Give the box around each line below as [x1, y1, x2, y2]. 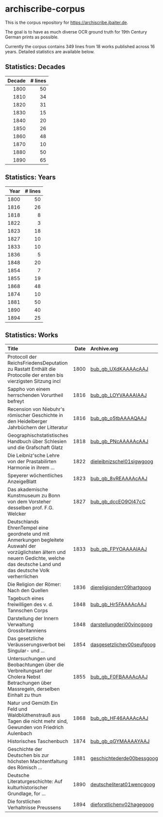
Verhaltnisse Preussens [7, 804, 62, 811]
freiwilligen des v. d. [7, 601, 53, 608]
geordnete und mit [7, 530, 49, 537]
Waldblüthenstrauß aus [7, 712, 61, 719]
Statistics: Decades [5, 63, 65, 71]
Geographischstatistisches [7, 432, 69, 439]
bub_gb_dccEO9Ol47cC [90, 498, 146, 505]
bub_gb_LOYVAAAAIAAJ [90, 392, 147, 399]
